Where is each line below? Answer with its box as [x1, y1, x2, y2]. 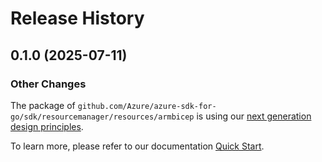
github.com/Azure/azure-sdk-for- [77, 101, 217, 111]
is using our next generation [196, 110, 312, 122]
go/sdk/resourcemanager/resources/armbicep [10, 112, 195, 122]
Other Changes [10, 77, 87, 91]
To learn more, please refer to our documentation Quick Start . [10, 140, 265, 152]
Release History [10, 7, 145, 30]
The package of [10, 99, 76, 111]
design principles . [10, 120, 84, 132]
